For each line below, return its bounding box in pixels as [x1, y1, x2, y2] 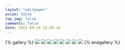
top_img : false [5, 16, 37, 21]
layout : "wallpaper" [5, 7, 48, 12]
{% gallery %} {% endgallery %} [5, 40, 121, 46]
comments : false [5, 21, 39, 26]
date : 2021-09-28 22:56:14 [5, 25, 61, 30]
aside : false [5, 12, 32, 17]
